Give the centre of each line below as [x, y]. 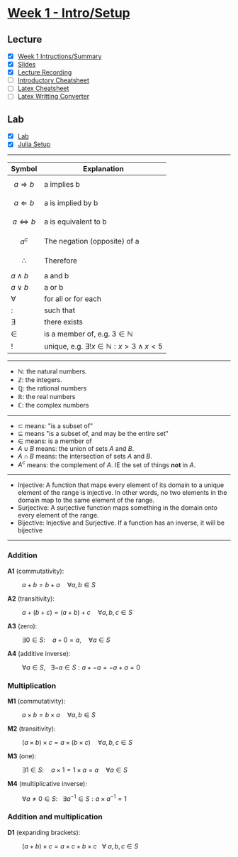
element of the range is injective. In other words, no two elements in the [122, 493]
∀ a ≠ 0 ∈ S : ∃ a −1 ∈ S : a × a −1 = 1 [75, 798]
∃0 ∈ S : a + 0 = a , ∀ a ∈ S [67, 640]
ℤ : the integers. [40, 380]
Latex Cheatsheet [43, 88]
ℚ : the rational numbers [52, 388]
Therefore [61, 261]
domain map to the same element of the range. [86, 500]
